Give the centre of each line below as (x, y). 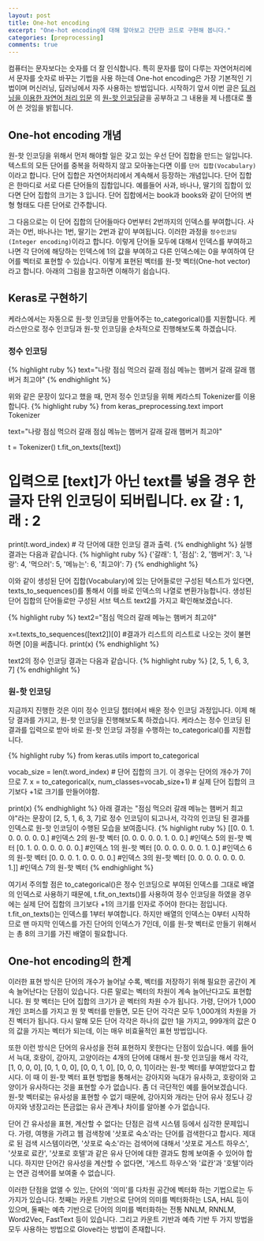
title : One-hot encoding (49, 23)
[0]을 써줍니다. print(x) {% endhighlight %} (91, 643)
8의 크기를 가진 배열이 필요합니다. (76, 934)
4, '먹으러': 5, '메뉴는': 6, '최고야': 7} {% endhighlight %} (110, 564)
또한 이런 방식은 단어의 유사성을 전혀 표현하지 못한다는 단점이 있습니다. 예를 (124, 1048)
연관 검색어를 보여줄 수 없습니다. (66, 1173)
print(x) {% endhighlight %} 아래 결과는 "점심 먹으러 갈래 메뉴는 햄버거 (119, 808)
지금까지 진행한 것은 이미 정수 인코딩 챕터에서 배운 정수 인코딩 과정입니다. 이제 (128, 710)
